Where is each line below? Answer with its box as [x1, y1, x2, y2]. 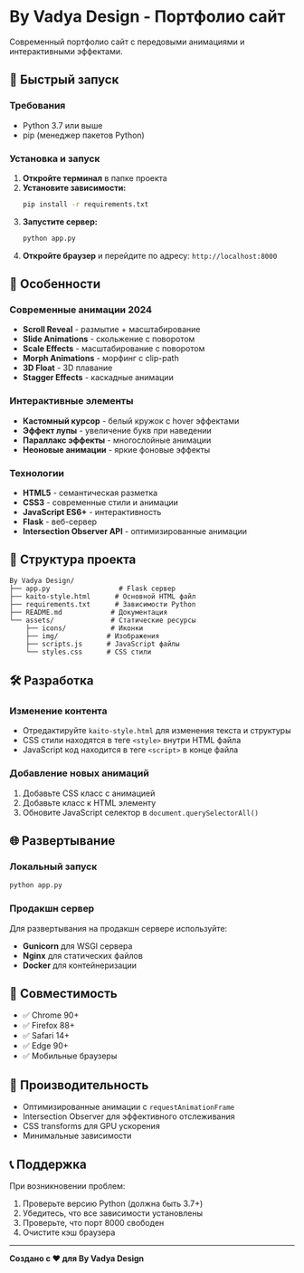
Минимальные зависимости [22, 1130, 132, 1142]
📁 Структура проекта [9, 552, 137, 568]
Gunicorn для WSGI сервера [22, 940, 133, 952]
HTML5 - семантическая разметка [22, 487, 158, 498]
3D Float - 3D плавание [22, 362, 113, 373]
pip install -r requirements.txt [22, 199, 149, 209]
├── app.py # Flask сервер [9, 584, 176, 593]
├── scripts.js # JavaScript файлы [25, 639, 180, 648]
